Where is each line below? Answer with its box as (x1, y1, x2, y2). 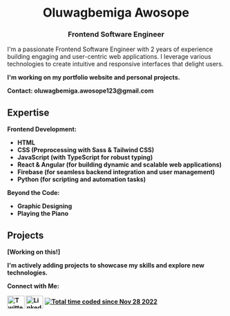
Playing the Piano (17, 210, 69, 218)
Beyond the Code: (7, 189, 60, 197)
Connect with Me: (7, 282, 60, 290)
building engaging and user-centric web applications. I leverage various (7, 53, 212, 61)
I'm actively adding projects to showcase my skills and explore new (7, 261, 205, 270)
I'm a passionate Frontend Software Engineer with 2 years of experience (7, 45, 213, 53)
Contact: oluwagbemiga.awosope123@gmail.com (7, 86, 154, 95)
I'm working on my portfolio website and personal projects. (7, 73, 181, 82)
